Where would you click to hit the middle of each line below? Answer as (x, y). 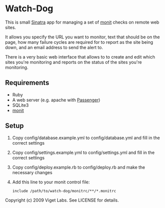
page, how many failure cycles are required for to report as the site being (79, 42)
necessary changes (32, 172)
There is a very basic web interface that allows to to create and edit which (80, 57)
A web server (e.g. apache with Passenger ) (56, 100)
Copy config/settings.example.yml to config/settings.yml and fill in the (83, 152)
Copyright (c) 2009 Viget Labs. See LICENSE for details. (62, 200)
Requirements (27, 83)
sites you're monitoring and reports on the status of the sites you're (73, 62)
